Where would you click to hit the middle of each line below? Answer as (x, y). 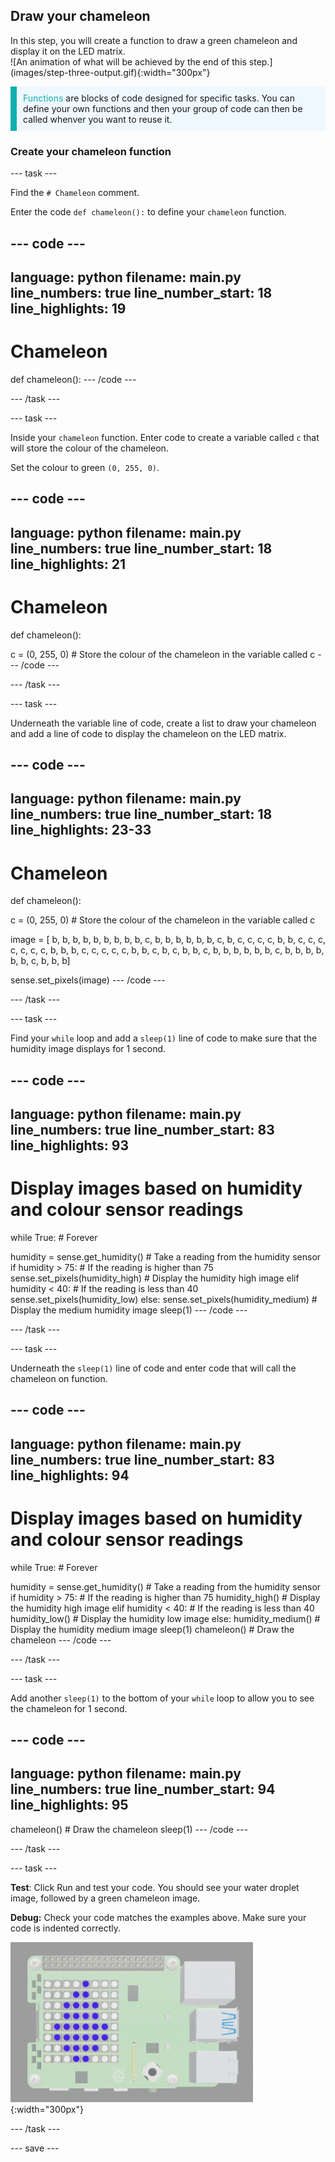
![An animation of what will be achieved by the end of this (128, 61)
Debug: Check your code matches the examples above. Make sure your (158, 1917)
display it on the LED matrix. (68, 51)
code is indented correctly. (65, 1928)
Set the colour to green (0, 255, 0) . (85, 467)
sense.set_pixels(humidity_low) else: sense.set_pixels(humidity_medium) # (164, 1299)
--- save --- (35, 2148)
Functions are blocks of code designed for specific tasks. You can (159, 98)
